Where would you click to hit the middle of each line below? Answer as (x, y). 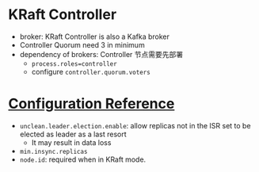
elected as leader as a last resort (73, 134)
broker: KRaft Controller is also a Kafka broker (95, 36)
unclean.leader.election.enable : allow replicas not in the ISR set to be (135, 125)
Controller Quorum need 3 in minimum (82, 44)
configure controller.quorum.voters (91, 71)
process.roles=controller (74, 64)
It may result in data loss (71, 142)
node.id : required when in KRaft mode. (83, 159)
